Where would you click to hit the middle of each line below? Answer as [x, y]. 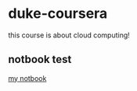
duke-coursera [58, 14]
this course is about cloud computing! [69, 35]
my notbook [27, 78]
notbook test [40, 59]
